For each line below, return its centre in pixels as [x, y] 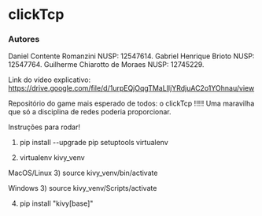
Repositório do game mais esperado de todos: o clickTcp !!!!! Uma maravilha [131, 103]
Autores [24, 39]
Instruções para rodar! [44, 127]
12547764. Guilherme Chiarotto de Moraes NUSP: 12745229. [106, 65]
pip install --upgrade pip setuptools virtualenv [94, 143]
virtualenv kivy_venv [52, 158]
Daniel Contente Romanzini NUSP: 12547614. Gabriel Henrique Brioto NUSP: [131, 56]
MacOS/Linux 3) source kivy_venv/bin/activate [83, 173]
